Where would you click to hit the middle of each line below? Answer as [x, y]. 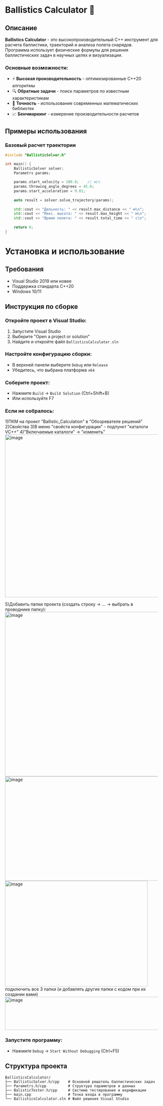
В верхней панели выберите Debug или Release [60, 364]
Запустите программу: [34, 1040]
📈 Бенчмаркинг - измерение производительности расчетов [75, 114]
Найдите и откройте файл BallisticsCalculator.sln [65, 342]
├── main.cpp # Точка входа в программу [64, 1094]
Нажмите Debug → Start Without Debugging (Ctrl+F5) [66, 1051]
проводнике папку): [25, 610]
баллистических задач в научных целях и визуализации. [64, 55]
